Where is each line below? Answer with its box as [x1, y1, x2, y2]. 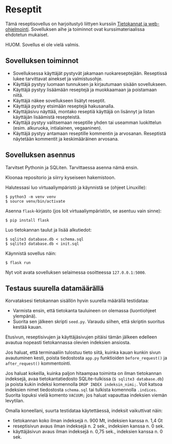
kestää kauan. [12, 324, 43, 330]
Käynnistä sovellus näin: [5, 250, 56, 256]
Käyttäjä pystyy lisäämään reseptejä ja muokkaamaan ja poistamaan [12, 86, 157, 93]
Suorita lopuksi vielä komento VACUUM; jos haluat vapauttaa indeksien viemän [5, 392, 167, 398]
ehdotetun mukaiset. [5, 31, 49, 38]
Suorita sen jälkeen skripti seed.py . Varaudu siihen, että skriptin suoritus [12, 318, 165, 325]
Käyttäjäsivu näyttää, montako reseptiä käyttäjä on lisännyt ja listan [12, 108, 155, 114]
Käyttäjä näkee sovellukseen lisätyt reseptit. [12, 97, 106, 103]
